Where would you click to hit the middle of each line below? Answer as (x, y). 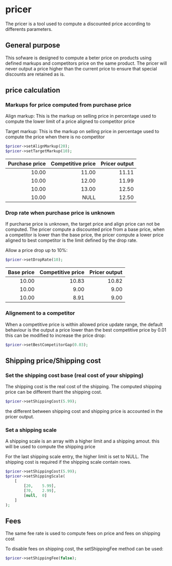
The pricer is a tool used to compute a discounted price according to (78, 24)
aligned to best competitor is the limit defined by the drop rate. (71, 241)
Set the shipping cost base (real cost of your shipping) (74, 375)
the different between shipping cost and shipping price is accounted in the (84, 411)
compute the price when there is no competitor (55, 137)
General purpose (33, 45)
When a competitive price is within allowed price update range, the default (84, 324)
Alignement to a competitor (40, 313)
